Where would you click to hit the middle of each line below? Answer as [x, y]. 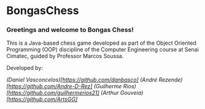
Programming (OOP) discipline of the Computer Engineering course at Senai [103, 50]
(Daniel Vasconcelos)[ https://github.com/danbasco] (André [82, 80]
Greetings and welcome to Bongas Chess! [70, 30]
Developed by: [25, 68]
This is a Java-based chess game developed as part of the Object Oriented [101, 43]
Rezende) [171, 80]
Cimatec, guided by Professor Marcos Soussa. [65, 56]
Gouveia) [132, 93]
